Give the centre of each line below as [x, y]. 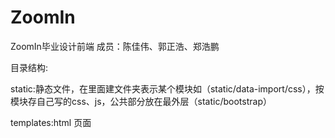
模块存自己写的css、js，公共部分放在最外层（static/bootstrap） [141, 101]
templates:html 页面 [51, 122]
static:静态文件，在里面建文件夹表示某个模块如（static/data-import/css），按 [167, 88]
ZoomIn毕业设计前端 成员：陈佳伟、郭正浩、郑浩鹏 [115, 46]
